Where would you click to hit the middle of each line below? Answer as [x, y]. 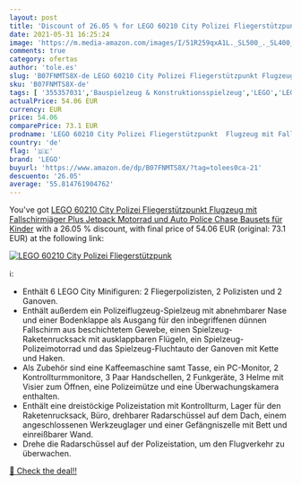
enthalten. [41, 396]
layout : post [34, 17]
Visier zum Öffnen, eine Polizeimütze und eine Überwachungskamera [150, 387]
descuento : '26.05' [46, 176]
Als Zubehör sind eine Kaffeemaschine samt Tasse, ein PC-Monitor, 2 [150, 368]
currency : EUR [36, 109]
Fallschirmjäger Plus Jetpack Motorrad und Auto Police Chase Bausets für [146, 220]
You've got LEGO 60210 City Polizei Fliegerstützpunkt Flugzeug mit [133, 210]
